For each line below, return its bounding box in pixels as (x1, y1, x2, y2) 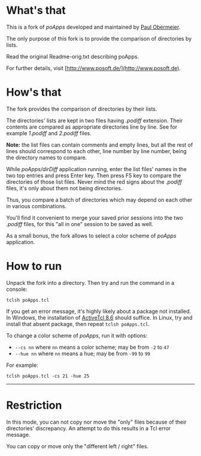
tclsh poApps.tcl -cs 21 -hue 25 (6, 373, 90, 379)
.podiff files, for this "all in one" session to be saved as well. (6, 220, 154, 227)
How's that (6, 86, 62, 99)
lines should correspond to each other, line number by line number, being (6, 147, 187, 154)
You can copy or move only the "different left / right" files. (6, 442, 149, 449)
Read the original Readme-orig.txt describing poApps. (6, 53, 139, 60)
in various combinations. (6, 202, 67, 209)
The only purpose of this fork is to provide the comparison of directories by (6, 35, 192, 42)
